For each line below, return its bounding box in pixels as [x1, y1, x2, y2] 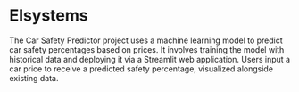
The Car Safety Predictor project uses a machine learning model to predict [9, 35, 283, 46]
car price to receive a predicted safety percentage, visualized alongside [9, 63, 274, 74]
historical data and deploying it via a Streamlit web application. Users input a [9, 54, 291, 64]
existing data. [9, 72, 60, 83]
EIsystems [9, 5, 88, 26]
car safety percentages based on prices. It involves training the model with [9, 44, 285, 54]
